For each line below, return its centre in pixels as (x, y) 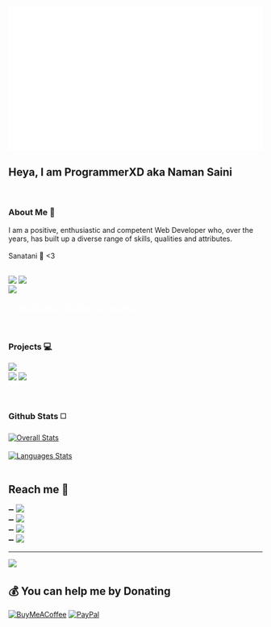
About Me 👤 (32, 213)
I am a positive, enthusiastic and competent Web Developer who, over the (131, 230)
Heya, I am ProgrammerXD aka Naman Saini (120, 172)
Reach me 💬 (39, 489)
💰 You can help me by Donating (90, 591)
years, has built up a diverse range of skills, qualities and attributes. (120, 239)
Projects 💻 (30, 347)
